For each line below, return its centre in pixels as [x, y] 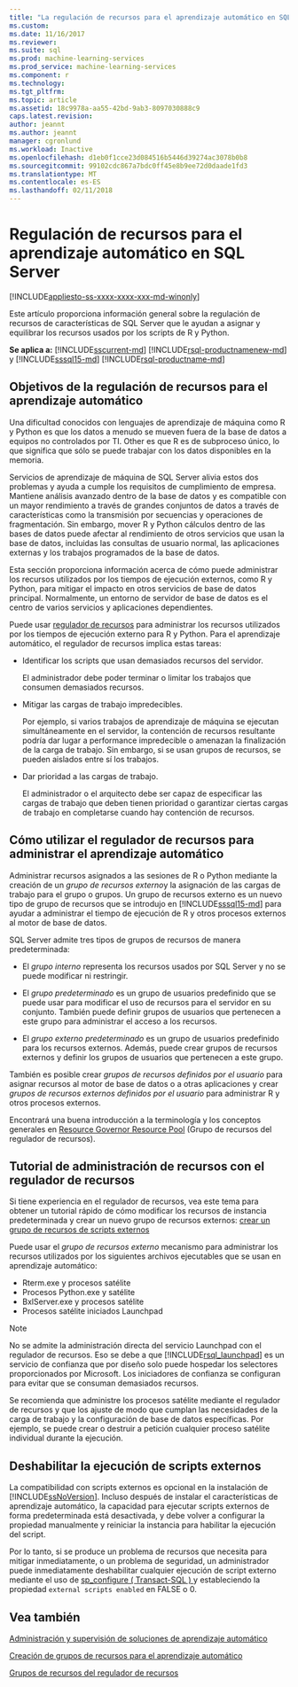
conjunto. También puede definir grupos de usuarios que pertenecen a [151, 1011]
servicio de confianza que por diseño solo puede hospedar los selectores [144, 1364]
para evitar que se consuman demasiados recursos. [104, 1383]
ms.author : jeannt [43, 133]
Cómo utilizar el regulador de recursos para [132, 840]
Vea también [45, 1617]
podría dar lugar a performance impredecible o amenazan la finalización [154, 740]
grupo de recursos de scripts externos [79, 1230]
